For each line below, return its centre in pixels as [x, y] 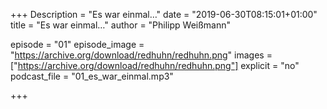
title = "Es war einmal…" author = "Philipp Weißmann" [121, 25]
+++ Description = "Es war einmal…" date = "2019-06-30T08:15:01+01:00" [164, 14]
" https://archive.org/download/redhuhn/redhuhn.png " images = [141, 55]
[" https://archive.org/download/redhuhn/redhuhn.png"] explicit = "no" [155, 65]
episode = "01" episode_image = [77, 44]
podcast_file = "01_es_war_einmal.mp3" [92, 76]
